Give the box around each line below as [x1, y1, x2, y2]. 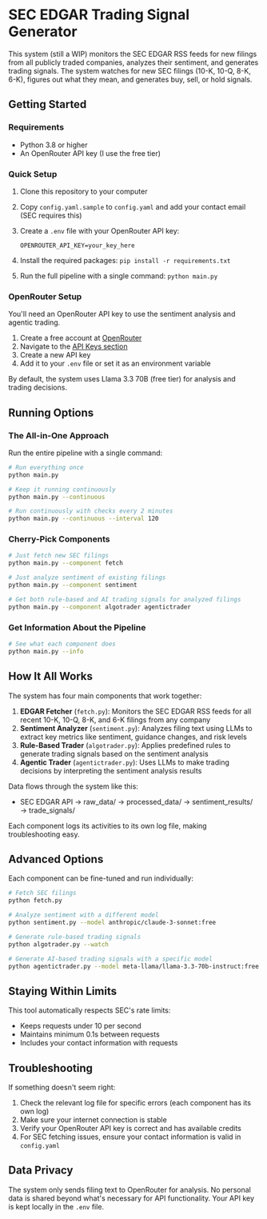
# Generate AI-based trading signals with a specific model [8, 954, 213, 963]
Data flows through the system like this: [8, 781, 138, 791]
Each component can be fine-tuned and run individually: [8, 873, 194, 883]
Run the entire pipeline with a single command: [8, 448, 163, 458]
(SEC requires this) [19, 210, 82, 220]
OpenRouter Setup [8, 290, 82, 302]
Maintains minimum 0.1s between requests [19, 1029, 160, 1039]
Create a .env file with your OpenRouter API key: [19, 226, 180, 235]
